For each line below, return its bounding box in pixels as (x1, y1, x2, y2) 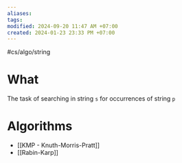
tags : (7, 16, 23, 23)
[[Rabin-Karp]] (16, 149, 58, 157)
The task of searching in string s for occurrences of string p (7, 95, 176, 103)
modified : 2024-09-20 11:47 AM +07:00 (7, 23, 118, 29)
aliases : (7, 10, 32, 17)
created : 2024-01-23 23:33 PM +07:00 (7, 29, 115, 36)
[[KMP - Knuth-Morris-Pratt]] (16, 141, 100, 149)
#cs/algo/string (7, 48, 51, 56)
